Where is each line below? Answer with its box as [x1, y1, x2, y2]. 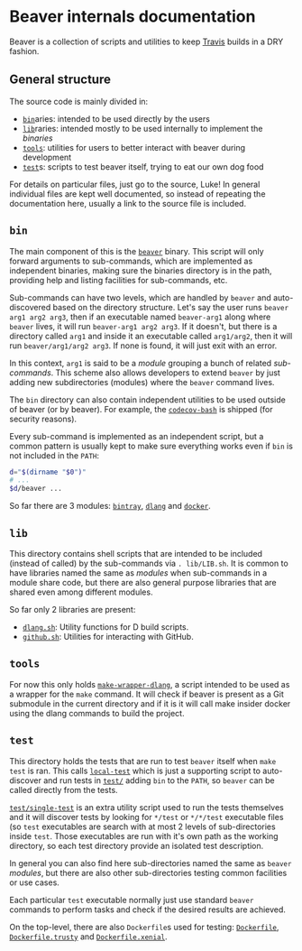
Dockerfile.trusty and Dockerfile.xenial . [9, 931, 169, 942]
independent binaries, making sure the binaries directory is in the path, [9, 264, 272, 276]
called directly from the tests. [9, 784, 119, 795]
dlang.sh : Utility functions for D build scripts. [22, 622, 189, 632]
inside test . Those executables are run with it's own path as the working [9, 830, 279, 841]
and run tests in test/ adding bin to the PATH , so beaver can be [43, 774, 275, 786]
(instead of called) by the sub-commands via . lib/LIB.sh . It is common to [9, 558, 288, 568]
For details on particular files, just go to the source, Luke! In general [9, 179, 261, 189]
